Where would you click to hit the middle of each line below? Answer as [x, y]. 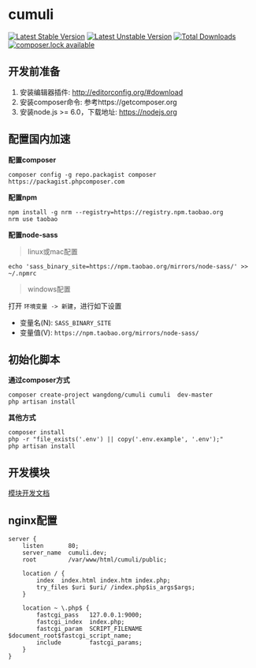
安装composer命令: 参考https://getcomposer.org [98, 102]
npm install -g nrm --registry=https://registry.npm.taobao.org [116, 212]
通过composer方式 [39, 380]
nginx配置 [33, 520]
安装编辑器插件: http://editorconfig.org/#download [101, 92]
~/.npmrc [22, 273]
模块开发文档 [29, 493]
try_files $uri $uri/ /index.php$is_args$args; [116, 587]
